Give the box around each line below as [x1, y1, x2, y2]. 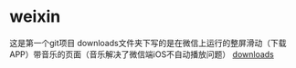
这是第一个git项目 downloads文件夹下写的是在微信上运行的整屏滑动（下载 [9, 37, 287, 48]
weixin [9, 6, 61, 27]
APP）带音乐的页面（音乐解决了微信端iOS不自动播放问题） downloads [9, 48, 274, 60]
